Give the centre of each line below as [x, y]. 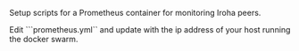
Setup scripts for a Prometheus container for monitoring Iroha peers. [135, 13]
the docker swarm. [44, 39]
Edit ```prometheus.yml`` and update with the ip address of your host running [150, 29]
